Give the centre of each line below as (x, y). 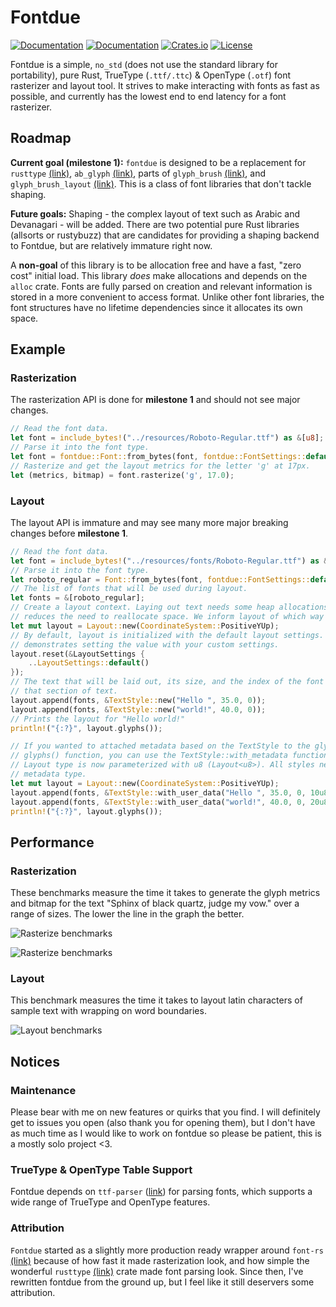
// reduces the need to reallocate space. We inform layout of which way (167, 617)
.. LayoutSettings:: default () (89, 663)
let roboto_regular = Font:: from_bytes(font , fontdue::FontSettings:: (160, 579)
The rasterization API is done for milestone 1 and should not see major (155, 400)
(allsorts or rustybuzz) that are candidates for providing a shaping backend (165, 235)
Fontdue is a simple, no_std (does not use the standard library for (144, 64)
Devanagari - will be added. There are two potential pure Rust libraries (155, 224)
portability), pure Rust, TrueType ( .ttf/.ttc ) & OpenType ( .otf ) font (151, 75)
